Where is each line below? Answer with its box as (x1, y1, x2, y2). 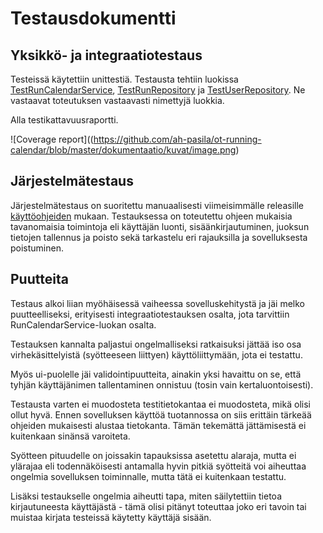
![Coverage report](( (10, 133, 94, 145)
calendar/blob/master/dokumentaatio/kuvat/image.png (10, 144, 237, 156)
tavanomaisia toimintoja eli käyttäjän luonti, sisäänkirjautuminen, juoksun (10, 220, 310, 232)
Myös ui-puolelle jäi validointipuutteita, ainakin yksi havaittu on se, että (10, 368, 302, 380)
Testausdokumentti (10, 7, 177, 30)
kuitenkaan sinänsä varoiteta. (10, 430, 131, 442)
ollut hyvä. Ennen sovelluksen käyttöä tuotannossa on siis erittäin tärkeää (10, 408, 312, 421)
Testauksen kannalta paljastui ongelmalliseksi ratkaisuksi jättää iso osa (10, 338, 302, 350)
